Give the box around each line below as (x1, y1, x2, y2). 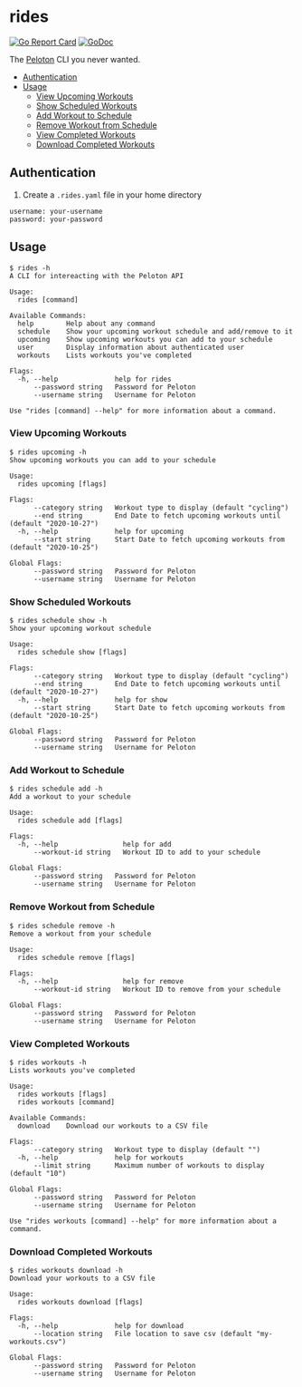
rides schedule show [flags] (17, 648, 127, 657)
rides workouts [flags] (17, 1090, 107, 1099)
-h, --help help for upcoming (17, 527, 184, 536)
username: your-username (9, 207, 103, 216)
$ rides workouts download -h (9, 1266, 124, 1275)
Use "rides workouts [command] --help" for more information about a (9, 1217, 278, 1226)
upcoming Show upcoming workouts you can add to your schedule (17, 335, 273, 344)
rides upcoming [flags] (17, 479, 107, 489)
